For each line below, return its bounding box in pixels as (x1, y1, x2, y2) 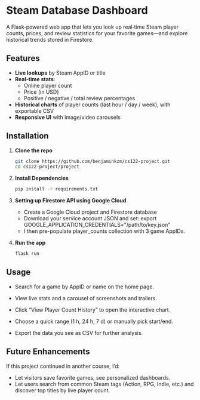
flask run (14, 251, 40, 257)
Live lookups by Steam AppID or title (14, 69, 106, 76)
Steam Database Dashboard (6, 4, 148, 17)
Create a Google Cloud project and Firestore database (23, 208, 157, 216)
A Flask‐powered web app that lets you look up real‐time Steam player (6, 23, 179, 30)
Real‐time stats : (14, 75, 56, 82)
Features (6, 53, 40, 63)
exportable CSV (14, 107, 54, 114)
